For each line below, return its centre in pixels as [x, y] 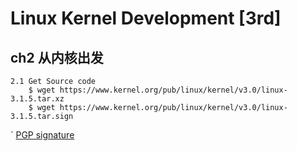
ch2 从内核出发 [57, 57]
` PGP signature [42, 135]
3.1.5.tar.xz [37, 99]
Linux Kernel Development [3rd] [146, 18]
